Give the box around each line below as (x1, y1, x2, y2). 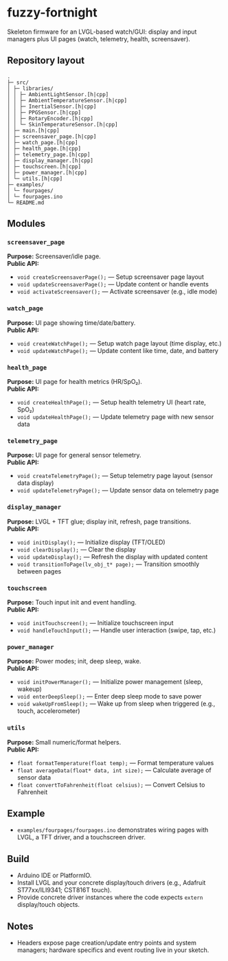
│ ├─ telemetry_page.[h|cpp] (7, 151, 91, 158)
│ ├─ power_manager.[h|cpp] (7, 169, 88, 176)
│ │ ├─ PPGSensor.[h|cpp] (7, 109, 81, 116)
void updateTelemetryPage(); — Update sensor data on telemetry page (16, 486, 220, 495)
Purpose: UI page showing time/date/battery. (7, 318, 136, 327)
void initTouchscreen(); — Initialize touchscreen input (16, 618, 174, 626)
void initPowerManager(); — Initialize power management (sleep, (16, 678, 203, 686)
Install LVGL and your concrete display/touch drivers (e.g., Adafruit (16, 879, 206, 887)
